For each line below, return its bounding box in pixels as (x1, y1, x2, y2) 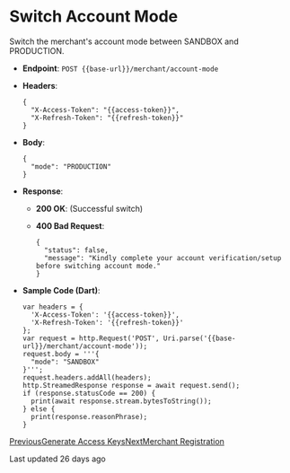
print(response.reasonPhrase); (31, 412, 148, 421)
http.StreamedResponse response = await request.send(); (22, 381, 241, 390)
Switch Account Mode (9, 6, 178, 27)
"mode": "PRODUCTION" (31, 162, 112, 171)
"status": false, (43, 245, 110, 255)
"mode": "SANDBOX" (31, 357, 100, 366)
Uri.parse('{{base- (163, 334, 236, 343)
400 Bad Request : (35, 220, 105, 231)
